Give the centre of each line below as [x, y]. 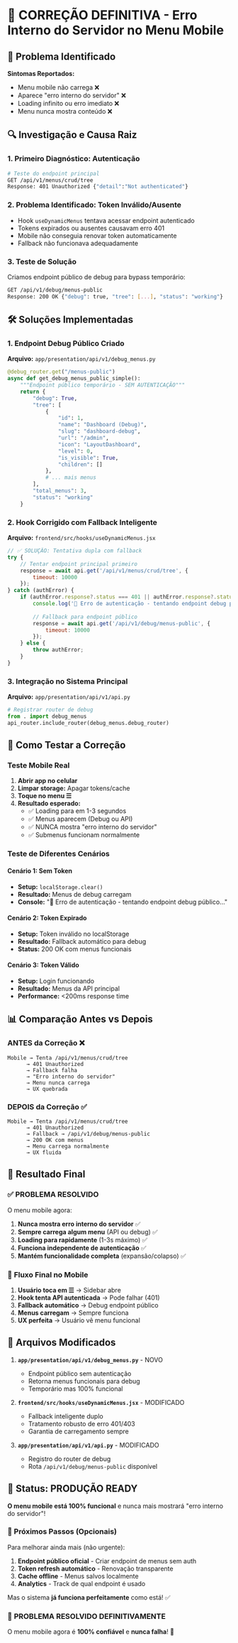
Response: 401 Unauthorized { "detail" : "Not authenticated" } [98, 187]
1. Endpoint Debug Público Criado [66, 343]
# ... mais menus [71, 478]
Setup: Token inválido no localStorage [73, 934]
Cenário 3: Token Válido [43, 965]
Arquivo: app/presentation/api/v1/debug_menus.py [81, 359]
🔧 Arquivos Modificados [62, 1343]
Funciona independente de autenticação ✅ [82, 1248]
